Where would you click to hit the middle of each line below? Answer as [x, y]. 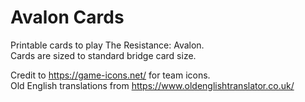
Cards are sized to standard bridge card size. [103, 55]
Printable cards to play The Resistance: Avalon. [107, 45]
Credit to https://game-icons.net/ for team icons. [110, 75]
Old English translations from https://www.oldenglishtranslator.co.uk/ [152, 85]
